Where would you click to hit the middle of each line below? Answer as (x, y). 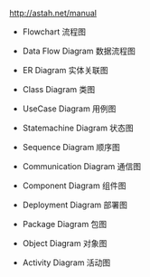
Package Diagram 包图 (65, 224)
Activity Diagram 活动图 (66, 263)
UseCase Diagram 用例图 (69, 109)
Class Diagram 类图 (59, 89)
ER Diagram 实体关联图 (65, 70)
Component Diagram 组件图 (74, 186)
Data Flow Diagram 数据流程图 (79, 51)
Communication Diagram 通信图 (82, 166)
